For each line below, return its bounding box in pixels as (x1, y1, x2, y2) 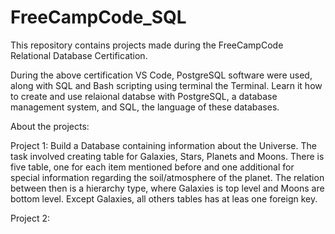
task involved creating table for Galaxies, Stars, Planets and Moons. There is (10, 150, 325, 162)
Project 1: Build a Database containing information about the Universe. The (10, 139, 317, 151)
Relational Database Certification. (10, 49, 148, 61)
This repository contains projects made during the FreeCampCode (10, 39, 284, 51)
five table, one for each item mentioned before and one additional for (10, 161, 295, 173)
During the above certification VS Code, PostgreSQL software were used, (10, 69, 313, 81)
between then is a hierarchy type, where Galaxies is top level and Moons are (10, 182, 325, 194)
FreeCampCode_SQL (10, 6, 187, 29)
